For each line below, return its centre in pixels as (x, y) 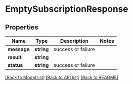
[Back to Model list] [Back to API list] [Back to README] (62, 77)
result (15, 57)
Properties (22, 27)
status (15, 65)
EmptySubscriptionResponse (67, 9)
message (19, 49)
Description (74, 41)
